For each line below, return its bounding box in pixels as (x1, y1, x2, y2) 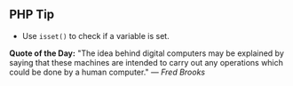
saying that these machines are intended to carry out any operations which (9, 57, 284, 67)
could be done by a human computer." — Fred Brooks (9, 66, 206, 77)
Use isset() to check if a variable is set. (21, 30, 170, 41)
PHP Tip (9, 7, 55, 22)
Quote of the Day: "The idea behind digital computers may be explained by (9, 48, 284, 59)
